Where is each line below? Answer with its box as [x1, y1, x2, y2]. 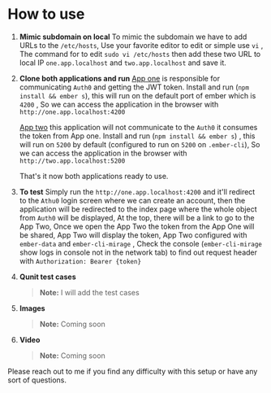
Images [19, 303, 45, 313]
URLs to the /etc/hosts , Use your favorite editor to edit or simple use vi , [19, 40, 264, 50]
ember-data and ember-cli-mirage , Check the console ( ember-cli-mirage [19, 238, 263, 248]
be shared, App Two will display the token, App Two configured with [19, 229, 248, 240]
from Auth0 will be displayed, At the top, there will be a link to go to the [19, 212, 255, 222]
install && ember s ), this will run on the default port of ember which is [19, 90, 256, 100]
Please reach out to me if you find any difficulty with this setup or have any [7, 366, 258, 376]
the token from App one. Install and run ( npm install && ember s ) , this [19, 131, 256, 141]
